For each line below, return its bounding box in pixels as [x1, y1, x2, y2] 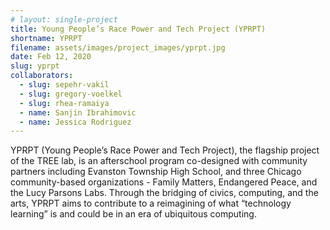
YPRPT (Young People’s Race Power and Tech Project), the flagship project [10, 144, 320, 156]
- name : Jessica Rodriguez [19, 117, 132, 127]
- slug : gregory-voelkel [19, 89, 123, 99]
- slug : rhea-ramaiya [19, 98, 110, 108]
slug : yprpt [10, 61, 60, 71]
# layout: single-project [10, 14, 118, 25]
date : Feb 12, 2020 [10, 52, 92, 62]
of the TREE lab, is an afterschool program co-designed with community [10, 155, 308, 167]
